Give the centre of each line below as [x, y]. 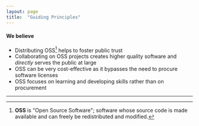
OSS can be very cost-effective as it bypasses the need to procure [96, 69]
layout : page [22, 12]
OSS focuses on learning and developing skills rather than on [89, 82]
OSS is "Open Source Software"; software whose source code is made [101, 111]
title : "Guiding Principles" [44, 17]
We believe [20, 36]
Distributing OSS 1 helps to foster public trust [69, 50]
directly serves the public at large [55, 63]
